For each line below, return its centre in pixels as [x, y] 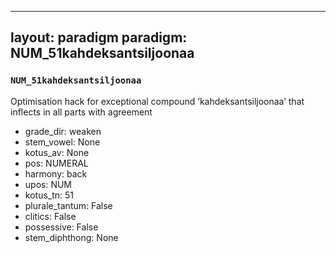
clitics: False [50, 216]
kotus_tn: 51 [49, 195]
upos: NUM [48, 184]
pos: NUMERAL [56, 163]
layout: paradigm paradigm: [99, 37]
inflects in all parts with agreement [81, 112]
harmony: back [56, 173]
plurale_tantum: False [68, 205]
